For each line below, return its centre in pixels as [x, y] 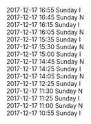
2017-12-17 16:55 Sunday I [43, 10]
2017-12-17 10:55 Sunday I [44, 113]
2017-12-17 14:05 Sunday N [45, 76]
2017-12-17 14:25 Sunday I [44, 69]
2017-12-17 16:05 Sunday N [45, 32]
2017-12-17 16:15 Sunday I [43, 25]
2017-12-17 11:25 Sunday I [43, 98]
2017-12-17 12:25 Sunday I [44, 83]
